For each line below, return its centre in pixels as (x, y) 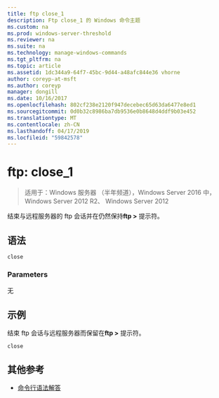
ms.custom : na (28, 27)
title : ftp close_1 (36, 14)
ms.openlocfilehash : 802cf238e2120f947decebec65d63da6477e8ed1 (102, 105)
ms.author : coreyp (34, 85)
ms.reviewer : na (31, 40)
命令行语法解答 (39, 387)
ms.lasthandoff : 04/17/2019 (48, 131)
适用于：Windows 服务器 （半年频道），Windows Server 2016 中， (120, 193)
